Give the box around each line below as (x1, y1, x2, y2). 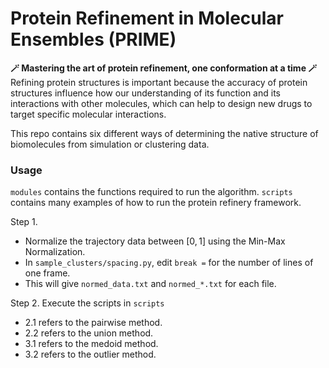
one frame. (24, 267, 71, 279)
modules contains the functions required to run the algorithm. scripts (10, 186, 293, 198)
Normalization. (24, 246, 86, 258)
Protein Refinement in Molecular (10, 7, 285, 30)
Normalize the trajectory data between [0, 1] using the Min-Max (24, 235, 286, 247)
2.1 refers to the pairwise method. (24, 317, 163, 329)
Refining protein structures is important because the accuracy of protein (10, 76, 308, 88)
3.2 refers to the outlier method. (24, 348, 157, 361)
